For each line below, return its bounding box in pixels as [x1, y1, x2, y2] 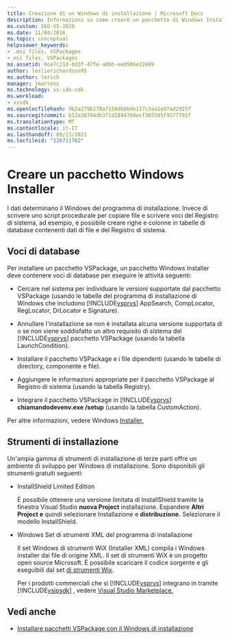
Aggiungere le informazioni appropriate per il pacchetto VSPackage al [16, 375, 214, 384]
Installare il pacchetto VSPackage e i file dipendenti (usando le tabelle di [16, 354, 221, 363]
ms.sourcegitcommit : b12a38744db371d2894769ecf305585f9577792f [7, 112, 192, 118]
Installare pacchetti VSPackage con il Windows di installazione [16, 624, 194, 632]
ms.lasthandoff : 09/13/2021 [7, 131, 88, 138]
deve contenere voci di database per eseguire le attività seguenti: [7, 271, 192, 279]
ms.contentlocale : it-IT [7, 125, 78, 131]
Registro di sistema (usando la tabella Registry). [16, 382, 152, 390]
